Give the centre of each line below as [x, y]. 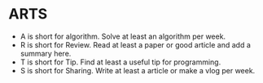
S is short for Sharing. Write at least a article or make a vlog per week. [138, 70]
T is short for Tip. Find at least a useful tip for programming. [121, 62]
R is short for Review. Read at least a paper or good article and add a [135, 44]
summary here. [46, 53]
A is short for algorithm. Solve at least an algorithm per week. [123, 36]
